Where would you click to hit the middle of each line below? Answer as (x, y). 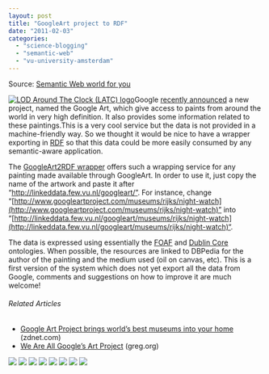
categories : (28, 38)
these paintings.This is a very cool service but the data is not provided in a (132, 125)
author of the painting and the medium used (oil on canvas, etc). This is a (130, 259)
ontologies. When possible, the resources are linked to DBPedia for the (126, 250)
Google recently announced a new (191, 99)
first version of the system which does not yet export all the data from (124, 268)
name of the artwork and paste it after (71, 183)
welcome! (25, 285)
